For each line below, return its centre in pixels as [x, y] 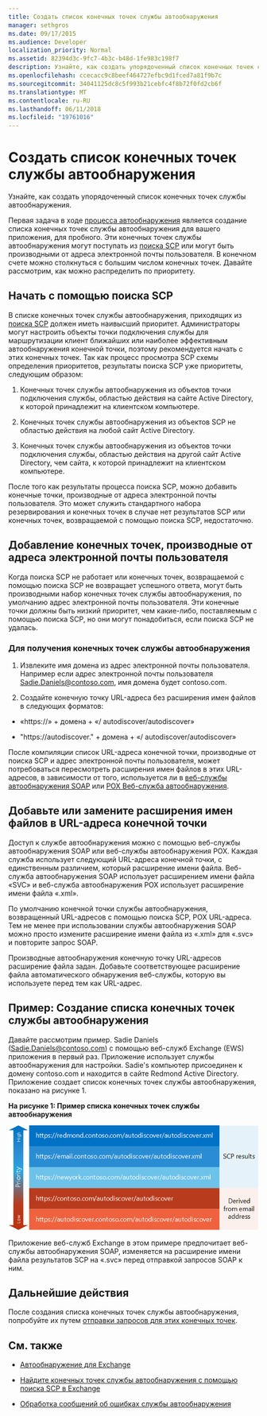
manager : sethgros [39, 25]
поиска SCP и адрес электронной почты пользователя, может [114, 760]
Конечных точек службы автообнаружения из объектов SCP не [128, 422]
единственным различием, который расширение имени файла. [116, 868]
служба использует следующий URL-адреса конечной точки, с [115, 859]
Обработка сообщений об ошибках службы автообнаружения [126, 1404]
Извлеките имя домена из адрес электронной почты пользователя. [135, 665]
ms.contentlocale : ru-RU [49, 101]
